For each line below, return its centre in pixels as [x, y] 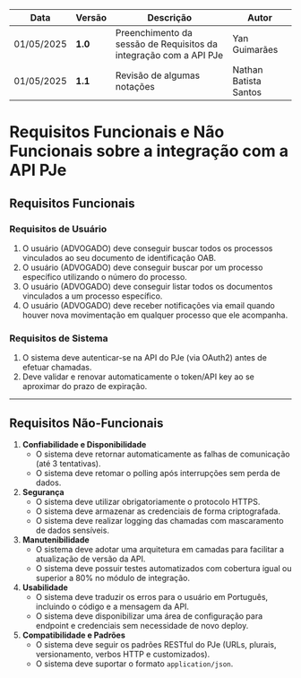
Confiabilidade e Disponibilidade [84, 444]
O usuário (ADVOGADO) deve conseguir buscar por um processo [142, 267]
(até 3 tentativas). [68, 463]
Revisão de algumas [157, 75]
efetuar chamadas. [57, 368]
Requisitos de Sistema [59, 338]
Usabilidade [45, 587]
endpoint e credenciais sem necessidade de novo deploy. [142, 625]
